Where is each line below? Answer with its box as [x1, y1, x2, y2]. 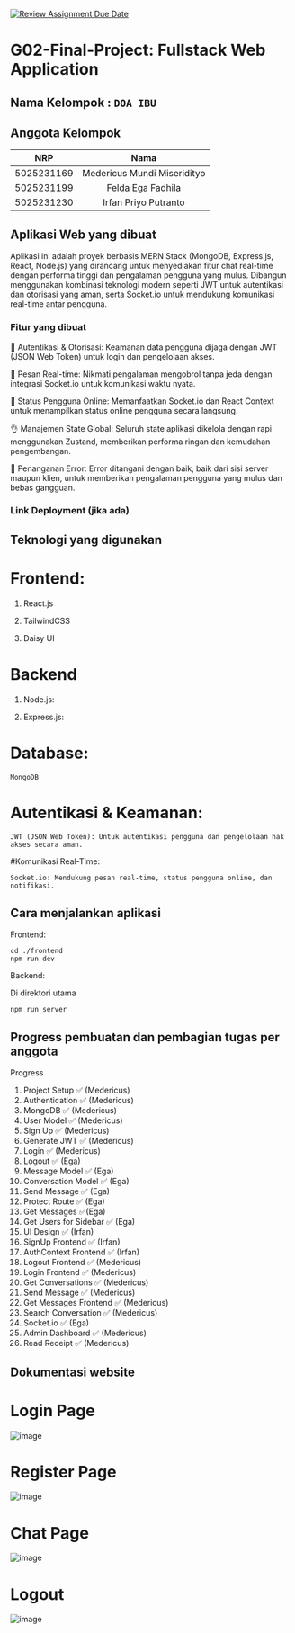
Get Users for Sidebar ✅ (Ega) [22, 1217, 136, 1227]
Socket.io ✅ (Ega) [22, 1317, 89, 1328]
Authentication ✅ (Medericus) [22, 1095, 134, 1106]
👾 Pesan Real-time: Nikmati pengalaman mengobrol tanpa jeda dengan [10, 369, 273, 379]
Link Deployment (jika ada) [10, 504, 130, 517]
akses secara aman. [10, 840, 84, 849]
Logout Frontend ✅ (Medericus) [22, 1257, 142, 1268]
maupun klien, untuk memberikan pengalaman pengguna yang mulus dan [10, 472, 282, 483]
